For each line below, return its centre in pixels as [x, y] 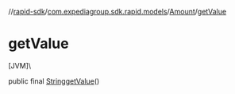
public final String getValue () [54, 81]
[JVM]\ [20, 65]
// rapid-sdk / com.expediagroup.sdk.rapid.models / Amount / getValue [118, 12]
